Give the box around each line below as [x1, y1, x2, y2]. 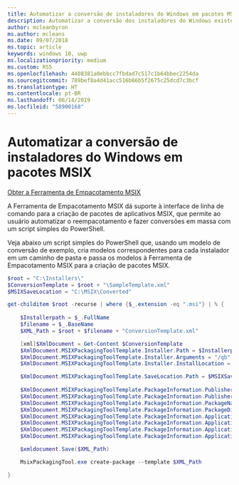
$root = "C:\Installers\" [7, 275, 84, 282]
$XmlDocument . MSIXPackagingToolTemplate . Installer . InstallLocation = [20, 360, 231, 367]
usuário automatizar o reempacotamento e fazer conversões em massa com [7, 217, 231, 225]
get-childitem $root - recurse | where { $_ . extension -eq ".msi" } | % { [7, 301, 225, 308]
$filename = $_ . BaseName [20, 321, 94, 328]
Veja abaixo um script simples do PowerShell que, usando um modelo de [7, 238, 221, 247]
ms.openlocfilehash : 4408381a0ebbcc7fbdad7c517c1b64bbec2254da [7, 70, 199, 77]
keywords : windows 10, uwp [7, 51, 87, 58]
